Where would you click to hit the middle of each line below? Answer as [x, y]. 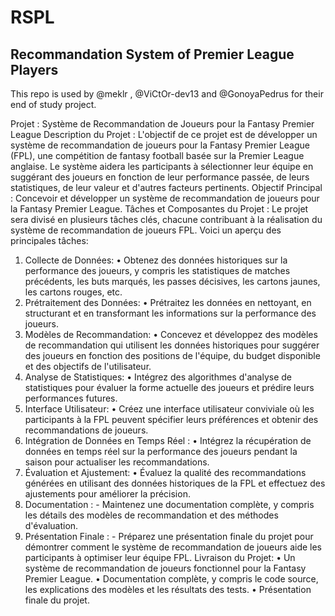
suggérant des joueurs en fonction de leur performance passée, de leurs [160, 177]
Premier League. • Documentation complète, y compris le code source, [171, 579]
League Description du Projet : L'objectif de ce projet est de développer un [164, 134]
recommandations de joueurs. [86, 430]
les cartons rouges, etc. [73, 292]
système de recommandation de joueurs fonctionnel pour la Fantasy [165, 568]
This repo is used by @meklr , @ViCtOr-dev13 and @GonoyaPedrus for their [167, 94]
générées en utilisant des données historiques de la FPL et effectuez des [175, 483]
